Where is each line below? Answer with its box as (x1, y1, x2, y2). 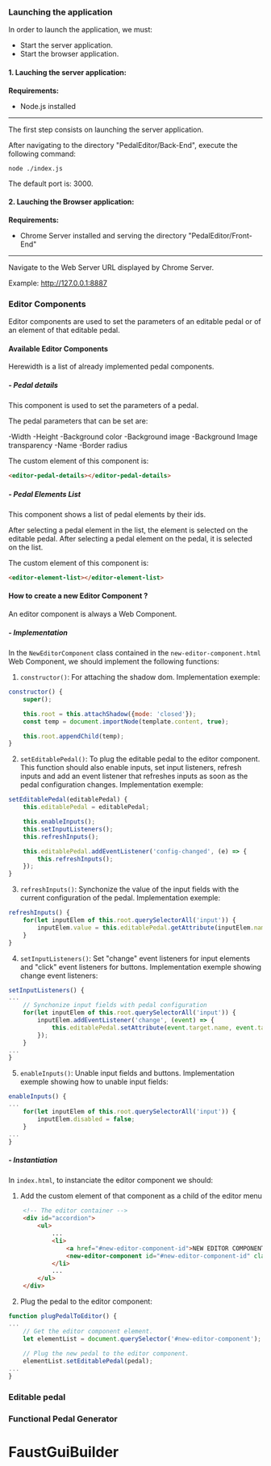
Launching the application (8, 6, 113, 18)
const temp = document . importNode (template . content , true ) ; (23, 718, 229, 726)
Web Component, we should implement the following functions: (8, 657, 219, 667)
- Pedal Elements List (8, 489, 81, 499)
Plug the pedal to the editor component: (19, 1296, 153, 1307)
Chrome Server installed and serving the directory (19, 230, 187, 240)
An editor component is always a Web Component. (8, 609, 177, 619)
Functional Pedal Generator (8, 1413, 119, 1424)
